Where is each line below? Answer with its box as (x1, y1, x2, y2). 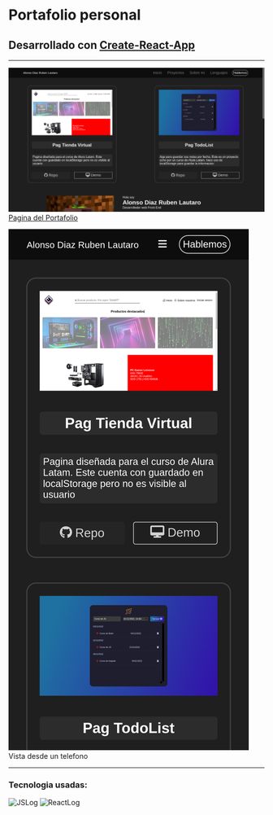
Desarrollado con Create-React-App (8, 38, 195, 52)
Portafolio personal (8, 6, 141, 24)
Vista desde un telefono (8, 751, 89, 760)
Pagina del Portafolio (8, 213, 79, 222)
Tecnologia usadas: (8, 779, 88, 791)
